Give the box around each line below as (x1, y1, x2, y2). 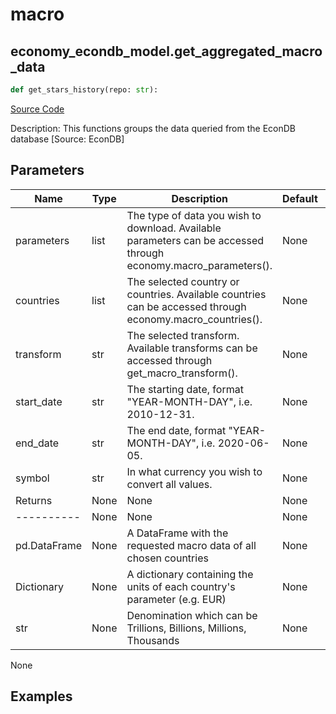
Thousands (126, 633, 180, 647)
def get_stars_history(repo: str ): (10, 85, 159, 95)
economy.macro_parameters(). (126, 258, 273, 272)
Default (281, 191, 318, 205)
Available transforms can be (126, 341, 258, 355)
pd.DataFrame (15, 538, 83, 552)
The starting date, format (126, 382, 244, 396)
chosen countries (126, 551, 209, 565)
